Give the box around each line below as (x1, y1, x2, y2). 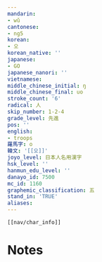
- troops (7, 134, 33, 141)
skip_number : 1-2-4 (7, 108, 65, 115)
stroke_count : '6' (7, 96, 61, 103)
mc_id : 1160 (7, 180, 42, 187)
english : (7, 128, 33, 135)
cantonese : (7, 23, 39, 30)
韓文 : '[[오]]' (7, 148, 49, 155)
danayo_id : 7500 (7, 173, 55, 181)
